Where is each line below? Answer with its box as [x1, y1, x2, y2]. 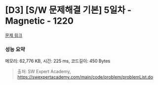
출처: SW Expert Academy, [17, 69, 71, 75]
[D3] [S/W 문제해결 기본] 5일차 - [5, 4, 132, 16]
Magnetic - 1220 [5, 15, 74, 27]
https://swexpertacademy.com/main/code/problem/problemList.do [17, 74, 154, 80]
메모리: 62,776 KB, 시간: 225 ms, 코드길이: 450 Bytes [5, 58, 111, 64]
